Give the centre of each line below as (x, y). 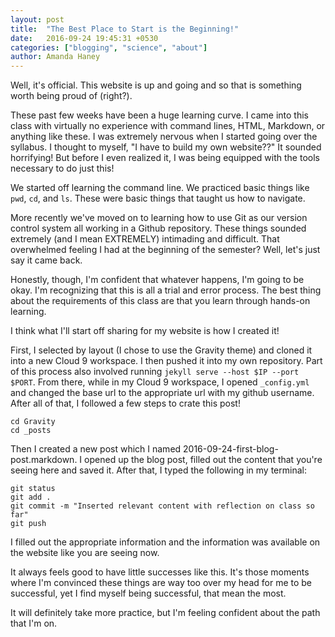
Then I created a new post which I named (96, 449)
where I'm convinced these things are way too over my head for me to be (161, 583)
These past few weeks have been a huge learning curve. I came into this (159, 115)
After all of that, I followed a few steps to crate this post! (125, 403)
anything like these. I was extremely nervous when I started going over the (164, 137)
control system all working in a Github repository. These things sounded (158, 228)
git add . (31, 497)
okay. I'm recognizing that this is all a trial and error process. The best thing (166, 290)
